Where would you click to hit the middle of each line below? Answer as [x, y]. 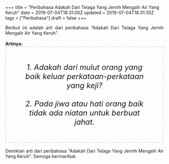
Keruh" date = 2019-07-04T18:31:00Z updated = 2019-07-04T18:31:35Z [80, 13]
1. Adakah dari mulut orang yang [84, 67]
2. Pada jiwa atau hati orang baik [84, 104]
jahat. [84, 122]
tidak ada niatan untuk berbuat [84, 113]
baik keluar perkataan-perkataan [84, 76]
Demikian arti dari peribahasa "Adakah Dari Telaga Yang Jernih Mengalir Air [84, 151]
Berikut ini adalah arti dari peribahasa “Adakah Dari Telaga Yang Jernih [84, 28]
